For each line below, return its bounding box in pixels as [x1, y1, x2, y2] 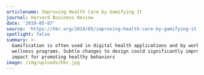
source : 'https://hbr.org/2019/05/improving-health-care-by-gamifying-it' [6, 25, 200, 32]
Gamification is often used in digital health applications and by [12, 43, 186, 49]
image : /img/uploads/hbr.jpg [6, 59, 80, 65]
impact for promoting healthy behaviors [12, 54, 115, 60]
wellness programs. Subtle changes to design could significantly [12, 48, 183, 54]
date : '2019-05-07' [6, 20, 56, 26]
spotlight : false [6, 31, 50, 37]
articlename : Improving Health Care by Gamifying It [6, 8, 143, 15]
